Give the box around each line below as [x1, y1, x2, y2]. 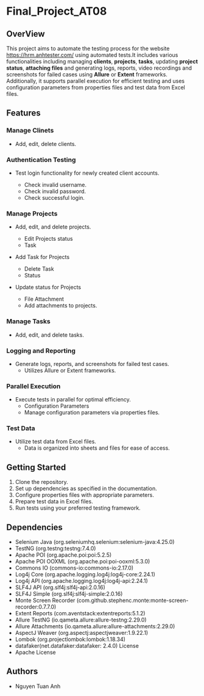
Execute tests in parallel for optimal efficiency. [15, 396, 131, 403]
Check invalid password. [24, 188, 86, 195]
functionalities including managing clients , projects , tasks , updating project [6, 58, 198, 65]
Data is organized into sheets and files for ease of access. [24, 444, 171, 452]
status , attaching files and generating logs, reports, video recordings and [6, 64, 192, 71]
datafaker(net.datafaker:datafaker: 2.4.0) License [15, 642, 139, 650]
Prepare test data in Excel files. [15, 498, 93, 505]
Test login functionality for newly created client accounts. [15, 169, 160, 177]
